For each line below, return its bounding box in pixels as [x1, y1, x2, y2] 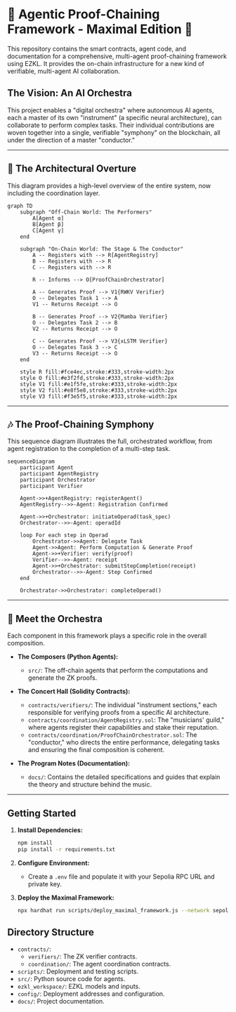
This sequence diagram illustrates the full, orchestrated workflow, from [7, 437, 213, 445]
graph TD [7, 202, 33, 209]
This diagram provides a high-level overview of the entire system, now [7, 181, 211, 190]
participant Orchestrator [20, 477, 96, 484]
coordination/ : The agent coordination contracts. [27, 960, 171, 968]
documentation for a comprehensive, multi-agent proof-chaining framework [7, 52, 227, 60]
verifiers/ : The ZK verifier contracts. [27, 952, 138, 961]
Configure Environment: [17, 858, 90, 867]
